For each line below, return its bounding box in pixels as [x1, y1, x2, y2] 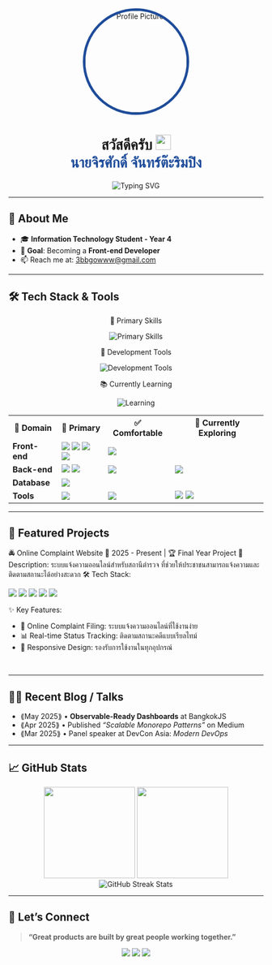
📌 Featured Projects [8, 526, 110, 540]
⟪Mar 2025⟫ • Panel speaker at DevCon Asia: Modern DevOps [19, 729, 228, 739]
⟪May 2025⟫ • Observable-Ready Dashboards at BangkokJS [19, 712, 227, 722]
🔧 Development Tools [100, 347, 172, 356]
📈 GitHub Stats [8, 760, 87, 774]
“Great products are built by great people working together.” [28, 932, 236, 941]
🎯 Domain [14, 422, 53, 433]
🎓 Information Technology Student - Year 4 [19, 234, 172, 243]
